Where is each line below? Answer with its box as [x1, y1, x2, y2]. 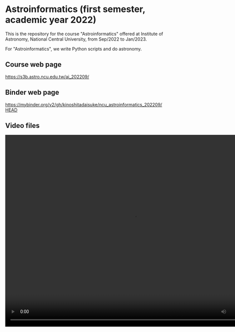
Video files [5, 121, 40, 130]
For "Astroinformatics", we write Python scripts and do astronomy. [5, 46, 142, 52]
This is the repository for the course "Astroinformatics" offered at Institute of [5, 31, 163, 37]
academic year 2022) [5, 14, 96, 26]
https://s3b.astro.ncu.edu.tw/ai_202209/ [5, 74, 89, 80]
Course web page [5, 60, 62, 69]
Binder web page [5, 88, 59, 97]
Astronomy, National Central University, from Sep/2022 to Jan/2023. [5, 36, 147, 42]
